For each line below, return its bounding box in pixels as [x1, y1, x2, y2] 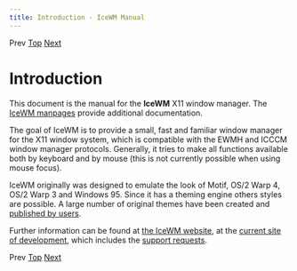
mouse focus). [9, 162, 62, 173]
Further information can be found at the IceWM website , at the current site [9, 225, 282, 235]
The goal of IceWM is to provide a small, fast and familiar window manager [9, 124, 283, 135]
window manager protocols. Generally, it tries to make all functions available [9, 143, 289, 154]
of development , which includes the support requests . [9, 235, 207, 245]
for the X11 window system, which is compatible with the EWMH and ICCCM [9, 134, 287, 145]
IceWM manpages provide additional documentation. [9, 108, 203, 118]
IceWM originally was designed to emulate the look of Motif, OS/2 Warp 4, [9, 179, 280, 190]
